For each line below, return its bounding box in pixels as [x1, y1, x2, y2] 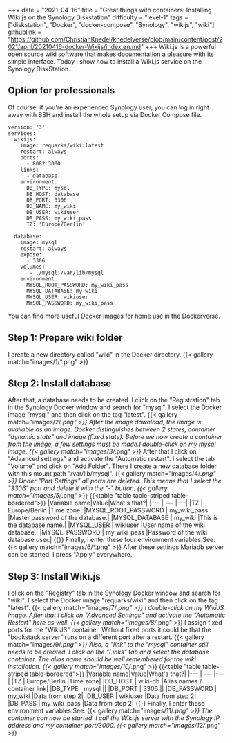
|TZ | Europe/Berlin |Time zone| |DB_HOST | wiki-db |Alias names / [11, 677, 202, 686]
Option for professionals [8, 84, 115, 96]
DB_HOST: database [26, 190, 79, 197]
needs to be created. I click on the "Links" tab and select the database [8, 647, 209, 656]
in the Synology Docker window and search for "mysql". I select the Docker [8, 403, 222, 411]
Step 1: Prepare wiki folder [8, 332, 123, 343]
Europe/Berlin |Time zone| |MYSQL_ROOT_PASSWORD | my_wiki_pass [8, 506, 209, 514]
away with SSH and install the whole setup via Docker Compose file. [8, 110, 202, 118]
